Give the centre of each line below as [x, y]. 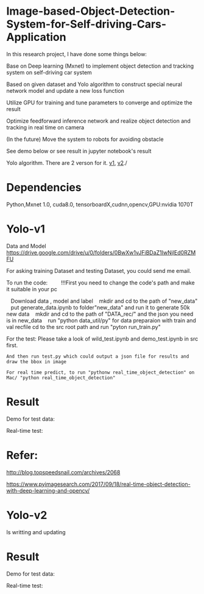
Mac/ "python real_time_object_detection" [61, 378]
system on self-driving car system [49, 72]
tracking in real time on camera [45, 127]
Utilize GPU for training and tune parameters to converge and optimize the [100, 103]
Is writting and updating [36, 532]
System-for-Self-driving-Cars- [86, 24]
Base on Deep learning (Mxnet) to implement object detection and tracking [100, 66]
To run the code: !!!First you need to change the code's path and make [100, 283]
